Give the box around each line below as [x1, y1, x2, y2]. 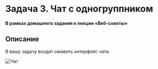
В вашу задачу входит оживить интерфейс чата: [5, 48, 111, 54]
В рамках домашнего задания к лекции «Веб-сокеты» [5, 20, 128, 26]
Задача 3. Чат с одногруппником [5, 3, 153, 15]
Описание [5, 35, 39, 44]
